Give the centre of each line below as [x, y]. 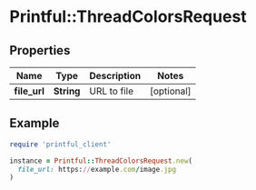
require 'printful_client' [60, 144]
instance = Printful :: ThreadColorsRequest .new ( [101, 161]
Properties [40, 50]
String [67, 91]
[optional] [171, 91]
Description [115, 76]
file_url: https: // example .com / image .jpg [97, 169]
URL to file [112, 91]
